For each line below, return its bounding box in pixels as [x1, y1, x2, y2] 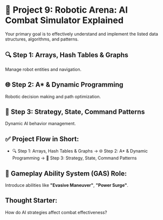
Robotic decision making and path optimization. [5, 93, 101, 99]
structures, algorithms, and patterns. [5, 36, 79, 42]
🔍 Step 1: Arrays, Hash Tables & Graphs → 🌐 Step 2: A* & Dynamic [12, 148, 148, 154]
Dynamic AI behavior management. [5, 121, 76, 127]
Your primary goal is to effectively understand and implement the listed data [5, 31, 158, 37]
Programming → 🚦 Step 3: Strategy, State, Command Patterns [12, 155, 137, 161]
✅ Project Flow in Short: [5, 134, 79, 143]
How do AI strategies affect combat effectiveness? [5, 209, 107, 215]
